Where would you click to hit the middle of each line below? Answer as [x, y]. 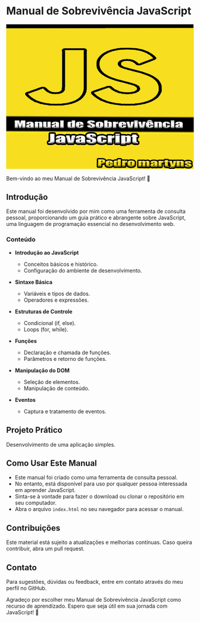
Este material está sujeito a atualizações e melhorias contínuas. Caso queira [99, 542]
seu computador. [35, 503]
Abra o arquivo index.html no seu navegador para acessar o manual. [99, 509]
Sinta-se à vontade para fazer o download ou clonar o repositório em [99, 497]
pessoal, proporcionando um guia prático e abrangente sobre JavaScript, [96, 218]
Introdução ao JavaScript [47, 252]
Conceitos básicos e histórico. [61, 264]
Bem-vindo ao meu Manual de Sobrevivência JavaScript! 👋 [78, 178]
